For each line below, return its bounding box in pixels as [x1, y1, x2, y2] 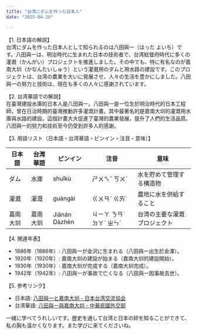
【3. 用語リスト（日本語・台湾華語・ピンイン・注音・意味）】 [6, 135, 154, 142]
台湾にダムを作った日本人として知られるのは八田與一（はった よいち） [6, 44, 177, 51]
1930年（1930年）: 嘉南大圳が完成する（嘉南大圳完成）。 [14, 262, 152, 269]
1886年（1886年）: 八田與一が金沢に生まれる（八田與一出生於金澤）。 [14, 248, 183, 255]
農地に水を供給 [137, 190, 179, 198]
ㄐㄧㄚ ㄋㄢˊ [91, 210, 125, 218]
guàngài [53, 194, 76, 202]
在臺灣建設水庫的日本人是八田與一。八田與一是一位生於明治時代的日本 [6, 100, 176, 107]
